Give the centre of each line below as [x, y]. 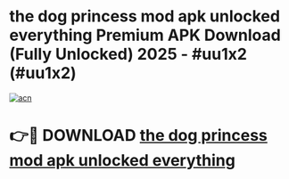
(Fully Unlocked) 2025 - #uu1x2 [128, 54]
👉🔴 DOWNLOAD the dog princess [138, 136]
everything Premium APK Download [145, 35]
